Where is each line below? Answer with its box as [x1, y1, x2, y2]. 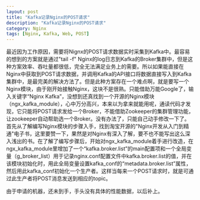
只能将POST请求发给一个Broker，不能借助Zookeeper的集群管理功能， [21, 108, 194, 115]
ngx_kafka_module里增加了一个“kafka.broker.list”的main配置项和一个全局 [6, 145, 187, 152]
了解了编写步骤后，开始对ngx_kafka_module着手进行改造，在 [42, 138, 194, 145]
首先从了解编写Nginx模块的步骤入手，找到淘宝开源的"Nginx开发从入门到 [6, 123, 184, 130]
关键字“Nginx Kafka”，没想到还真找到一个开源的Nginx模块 [11, 93, 155, 100]
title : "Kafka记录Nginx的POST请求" [6, 14, 91, 20]
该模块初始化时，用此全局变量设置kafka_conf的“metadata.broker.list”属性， [6, 160, 192, 167]
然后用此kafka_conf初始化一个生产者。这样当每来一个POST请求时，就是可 [6, 168, 189, 175]
